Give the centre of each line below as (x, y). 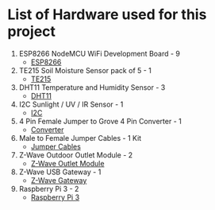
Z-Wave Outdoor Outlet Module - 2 (76, 155)
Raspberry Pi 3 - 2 (49, 189)
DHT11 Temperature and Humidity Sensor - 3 (92, 87)
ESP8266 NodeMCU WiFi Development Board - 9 (99, 53)
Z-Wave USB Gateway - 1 (60, 172)
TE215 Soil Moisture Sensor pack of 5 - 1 (85, 70)
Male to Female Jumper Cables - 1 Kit (80, 138)
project (32, 31)
